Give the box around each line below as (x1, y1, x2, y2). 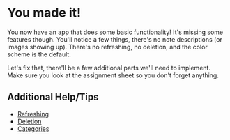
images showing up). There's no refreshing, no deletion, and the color (7, 42, 208, 51)
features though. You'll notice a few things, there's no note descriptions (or (7, 35, 223, 43)
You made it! (7, 5, 82, 21)
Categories (17, 124, 49, 133)
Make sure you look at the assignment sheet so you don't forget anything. (7, 71, 220, 79)
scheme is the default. (7, 50, 71, 59)
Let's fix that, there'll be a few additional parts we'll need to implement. (7, 63, 211, 72)
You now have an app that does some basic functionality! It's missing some (7, 28, 224, 36)
